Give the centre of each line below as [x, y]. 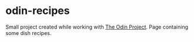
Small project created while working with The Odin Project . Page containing [97, 27]
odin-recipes [38, 11]
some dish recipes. [29, 33]
